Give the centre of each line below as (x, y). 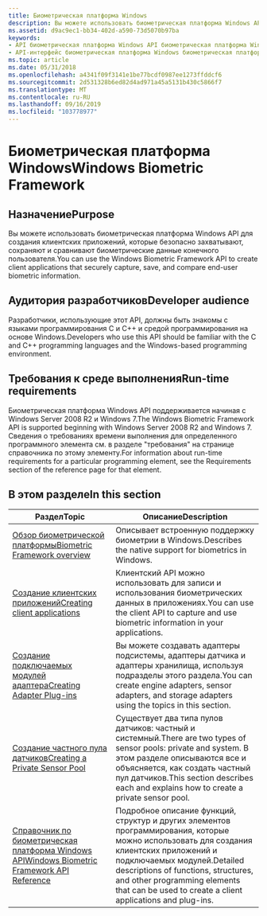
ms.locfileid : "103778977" (53, 112)
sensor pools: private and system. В (182, 748)
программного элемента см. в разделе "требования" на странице (121, 444)
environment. (30, 353)
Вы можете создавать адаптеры (178, 645)
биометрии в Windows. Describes (178, 540)
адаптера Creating (46, 685)
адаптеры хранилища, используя (179, 665)
